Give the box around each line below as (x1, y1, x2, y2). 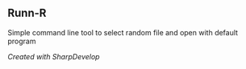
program (7, 36, 36, 46)
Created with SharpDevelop (7, 51, 100, 61)
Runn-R (7, 6, 47, 20)
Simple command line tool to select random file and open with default (7, 27, 239, 37)
